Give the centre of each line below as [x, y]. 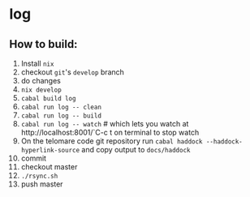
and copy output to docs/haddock [136, 150]
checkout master [49, 167]
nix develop [41, 90]
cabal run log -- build [61, 116]
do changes [41, 81]
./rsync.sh [39, 176]
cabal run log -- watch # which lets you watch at [105, 124]
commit [34, 158]
